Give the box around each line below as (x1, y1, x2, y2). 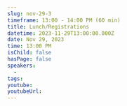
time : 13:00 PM (7, 43, 52, 50)
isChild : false (7, 50, 52, 56)
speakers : (7, 62, 36, 69)
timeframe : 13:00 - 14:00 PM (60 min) (7, 17, 121, 24)
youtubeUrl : (7, 88, 42, 95)
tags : (7, 75, 23, 82)
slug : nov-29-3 (7, 10, 52, 17)
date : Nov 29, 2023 (7, 36, 65, 43)
